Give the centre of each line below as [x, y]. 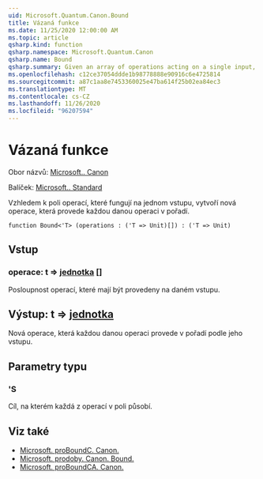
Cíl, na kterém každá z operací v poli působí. [80, 406]
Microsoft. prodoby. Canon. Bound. [77, 458]
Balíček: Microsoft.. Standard [55, 187]
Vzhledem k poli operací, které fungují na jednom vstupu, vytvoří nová [122, 202]
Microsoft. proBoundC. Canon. [70, 450]
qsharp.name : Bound [40, 60]
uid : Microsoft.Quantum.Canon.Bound [68, 15]
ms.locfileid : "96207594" [51, 111]
